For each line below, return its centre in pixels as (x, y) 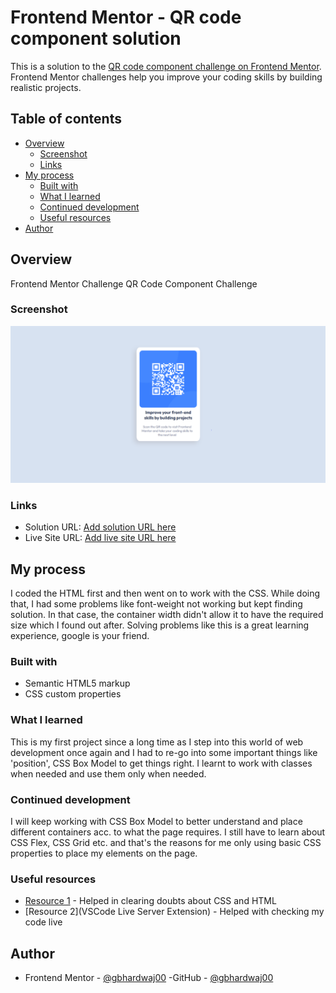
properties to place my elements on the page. (104, 853)
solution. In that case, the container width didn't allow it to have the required (167, 614)
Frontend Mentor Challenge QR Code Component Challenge (134, 283)
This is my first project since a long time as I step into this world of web (157, 742)
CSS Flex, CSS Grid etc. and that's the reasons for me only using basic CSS (166, 842)
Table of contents (66, 119)
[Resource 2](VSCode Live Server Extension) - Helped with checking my (174, 912)
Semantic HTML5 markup (77, 683)
